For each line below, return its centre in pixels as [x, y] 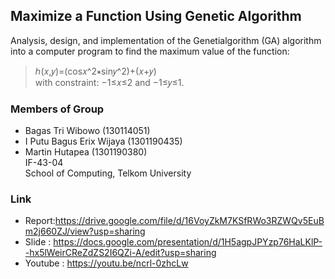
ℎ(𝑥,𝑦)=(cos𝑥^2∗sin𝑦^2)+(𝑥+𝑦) [95, 71]
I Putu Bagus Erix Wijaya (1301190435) [103, 141]
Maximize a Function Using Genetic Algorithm [156, 16]
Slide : [38, 242]
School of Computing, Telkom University [108, 173]
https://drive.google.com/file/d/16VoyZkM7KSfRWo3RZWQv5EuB [189, 221]
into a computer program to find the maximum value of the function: [150, 51]
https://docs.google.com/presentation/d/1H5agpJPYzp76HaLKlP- [188, 242]
